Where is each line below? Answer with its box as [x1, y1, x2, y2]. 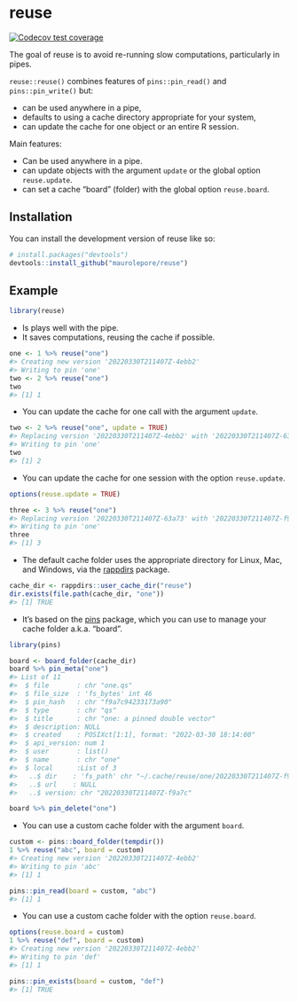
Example [9, 283, 59, 298]
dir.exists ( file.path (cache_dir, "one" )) [9, 589, 165, 599]
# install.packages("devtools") [9, 250, 129, 259]
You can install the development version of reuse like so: [9, 233, 216, 244]
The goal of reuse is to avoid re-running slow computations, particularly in [9, 49, 280, 59]
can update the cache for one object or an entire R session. [21, 121, 239, 131]
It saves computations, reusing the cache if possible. [21, 332, 216, 343]
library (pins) [9, 640, 62, 649]
